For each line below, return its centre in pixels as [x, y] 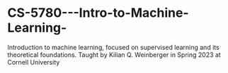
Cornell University [34, 62]
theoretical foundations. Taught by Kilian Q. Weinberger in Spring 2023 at [114, 55]
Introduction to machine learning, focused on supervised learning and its [113, 47]
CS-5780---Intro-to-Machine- [98, 13]
